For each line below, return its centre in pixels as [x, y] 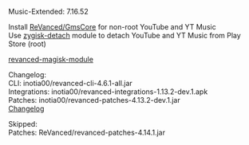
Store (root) [27, 44]
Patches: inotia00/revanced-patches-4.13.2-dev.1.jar [95, 100]
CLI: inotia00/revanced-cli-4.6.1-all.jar [71, 83]
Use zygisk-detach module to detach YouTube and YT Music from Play [125, 35]
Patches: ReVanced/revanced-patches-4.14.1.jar [87, 132]
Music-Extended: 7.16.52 [49, 12]
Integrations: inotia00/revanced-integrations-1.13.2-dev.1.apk [108, 92]
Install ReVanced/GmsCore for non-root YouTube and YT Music [113, 27]
